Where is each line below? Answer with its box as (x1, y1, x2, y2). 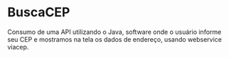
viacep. (7, 42, 29, 51)
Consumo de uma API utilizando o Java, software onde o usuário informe (7, 28, 222, 36)
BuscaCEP (7, 4, 70, 21)
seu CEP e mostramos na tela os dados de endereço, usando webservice (7, 35, 222, 43)
